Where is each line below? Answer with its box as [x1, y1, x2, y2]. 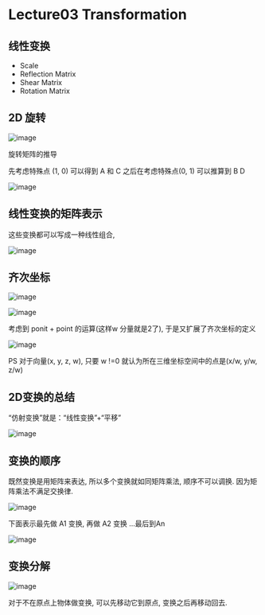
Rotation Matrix [19, 86, 70, 95]
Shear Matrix [19, 78, 62, 87]
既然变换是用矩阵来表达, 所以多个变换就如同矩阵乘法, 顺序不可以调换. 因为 [8, 477, 251, 486]
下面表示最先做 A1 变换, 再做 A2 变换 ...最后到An [8, 519, 166, 528]
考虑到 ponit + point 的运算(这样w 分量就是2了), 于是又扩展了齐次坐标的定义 [8, 324, 256, 333]
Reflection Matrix [19, 69, 76, 79]
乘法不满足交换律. [14, 487, 74, 496]
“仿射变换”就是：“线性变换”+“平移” [8, 413, 122, 422]
